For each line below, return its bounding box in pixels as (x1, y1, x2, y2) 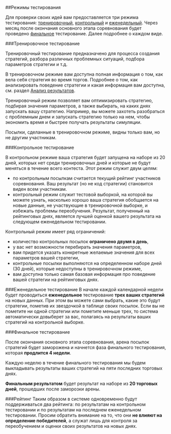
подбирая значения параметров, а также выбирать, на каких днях (5, 103, 151, 109)
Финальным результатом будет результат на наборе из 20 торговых (5, 381, 158, 386)
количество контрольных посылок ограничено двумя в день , (12, 238, 149, 245)
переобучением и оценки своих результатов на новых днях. (5, 423, 137, 429)
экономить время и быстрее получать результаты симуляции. (5, 119, 142, 125)
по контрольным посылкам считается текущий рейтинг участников (12, 175, 161, 181)
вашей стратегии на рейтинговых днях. (12, 276, 99, 283)
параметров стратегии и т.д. (5, 61, 68, 67)
